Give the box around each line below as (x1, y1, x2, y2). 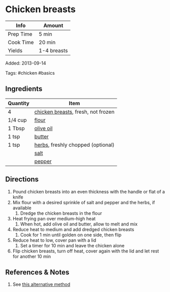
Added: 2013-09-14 (5, 60, 47, 66)
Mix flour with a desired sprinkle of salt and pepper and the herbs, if (12, 199, 155, 205)
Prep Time (8, 30, 32, 38)
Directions (5, 175, 39, 184)
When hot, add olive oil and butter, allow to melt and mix (20, 221, 138, 227)
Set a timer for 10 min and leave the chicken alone (20, 242, 125, 248)
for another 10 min (12, 253, 51, 259)
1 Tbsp (8, 124, 25, 132)
